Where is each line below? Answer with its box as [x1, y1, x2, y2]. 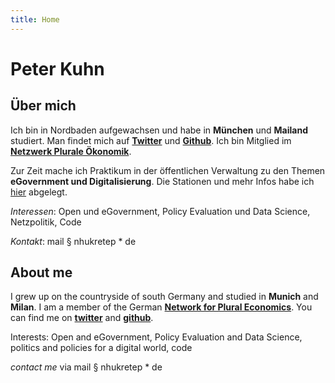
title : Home [10, 14, 60, 25]
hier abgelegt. [10, 186, 68, 198]
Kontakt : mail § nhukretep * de [10, 235, 137, 247]
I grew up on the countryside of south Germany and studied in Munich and [10, 291, 319, 303]
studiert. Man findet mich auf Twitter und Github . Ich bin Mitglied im [10, 134, 292, 146]
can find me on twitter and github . [10, 312, 154, 324]
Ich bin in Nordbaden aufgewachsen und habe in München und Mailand [10, 124, 308, 136]
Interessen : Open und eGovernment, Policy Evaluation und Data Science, [10, 205, 311, 217]
